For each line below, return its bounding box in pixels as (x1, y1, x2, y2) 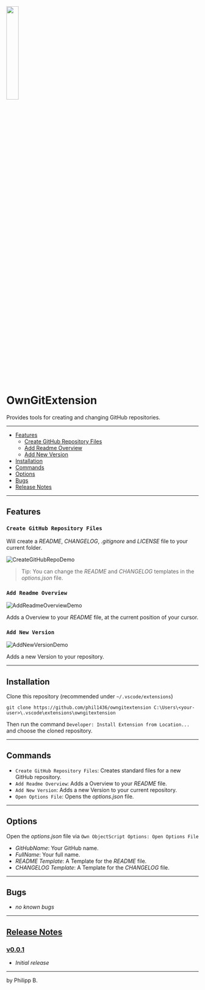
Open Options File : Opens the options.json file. (15, 792, 134, 800)
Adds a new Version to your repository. (6, 653, 105, 660)
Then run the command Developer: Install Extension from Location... (6, 721, 190, 728)
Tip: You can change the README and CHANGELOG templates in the (21, 567, 195, 575)
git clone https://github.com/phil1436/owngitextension (6, 704, 151, 711)
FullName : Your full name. (15, 851, 81, 858)
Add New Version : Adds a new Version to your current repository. (15, 786, 177, 794)
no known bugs (15, 903, 55, 911)
